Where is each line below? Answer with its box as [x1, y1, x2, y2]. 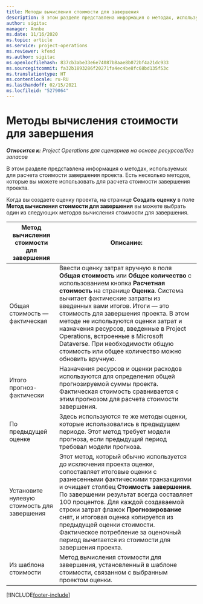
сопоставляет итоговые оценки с [59, 467, 157, 476]
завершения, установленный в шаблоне [59, 560, 177, 569]
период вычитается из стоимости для [59, 536, 171, 544]
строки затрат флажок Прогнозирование [59, 505, 182, 514]
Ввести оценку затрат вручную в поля [59, 264, 172, 272]
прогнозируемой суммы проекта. [59, 379, 158, 388]
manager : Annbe [6, 25, 45, 32]
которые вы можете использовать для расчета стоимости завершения [6, 178, 190, 185]
